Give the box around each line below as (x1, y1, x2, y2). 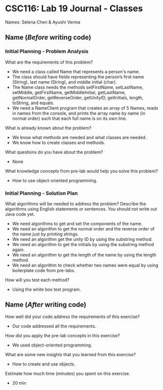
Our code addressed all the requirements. (12, 323, 96, 329)
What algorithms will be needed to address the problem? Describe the (5, 201, 146, 206)
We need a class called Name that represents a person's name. (12, 69, 140, 74)
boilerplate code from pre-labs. (12, 267, 75, 273)
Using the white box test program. (12, 286, 81, 292)
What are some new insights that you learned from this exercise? (5, 351, 136, 357)
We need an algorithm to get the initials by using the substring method (12, 241, 154, 247)
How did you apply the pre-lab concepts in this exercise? (5, 332, 120, 338)
